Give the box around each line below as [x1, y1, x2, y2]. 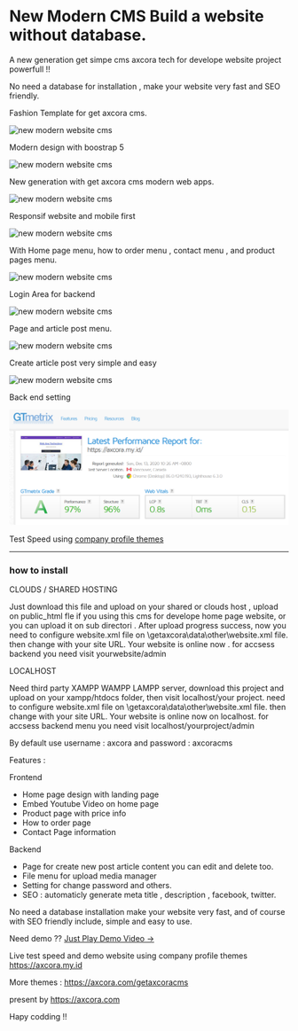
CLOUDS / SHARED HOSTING [9, 584, 118, 595]
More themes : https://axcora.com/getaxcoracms [9, 977, 189, 988]
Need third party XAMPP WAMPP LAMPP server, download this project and [9, 683, 284, 693]
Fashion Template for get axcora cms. [9, 107, 148, 118]
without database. [9, 25, 147, 45]
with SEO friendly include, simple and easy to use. [9, 916, 192, 927]
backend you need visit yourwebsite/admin [9, 649, 167, 660]
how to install [9, 565, 68, 577]
